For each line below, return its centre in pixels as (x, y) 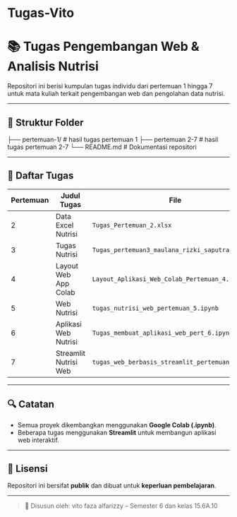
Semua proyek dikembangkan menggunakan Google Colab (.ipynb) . (117, 424)
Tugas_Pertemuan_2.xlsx (132, 225)
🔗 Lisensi (28, 469)
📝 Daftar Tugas (41, 176)
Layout (67, 266)
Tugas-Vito (41, 13)
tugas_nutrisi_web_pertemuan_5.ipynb (155, 308)
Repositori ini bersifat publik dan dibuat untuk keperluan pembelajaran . (112, 486)
